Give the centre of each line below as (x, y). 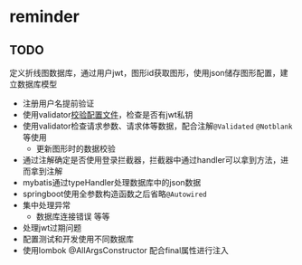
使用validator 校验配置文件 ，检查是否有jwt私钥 (108, 114)
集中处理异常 (46, 205)
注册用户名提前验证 (58, 103)
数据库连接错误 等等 (73, 216)
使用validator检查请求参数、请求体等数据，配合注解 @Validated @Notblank (157, 126)
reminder (44, 17)
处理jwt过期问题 (52, 227)
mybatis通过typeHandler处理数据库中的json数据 (112, 182)
